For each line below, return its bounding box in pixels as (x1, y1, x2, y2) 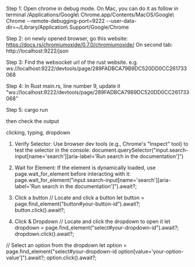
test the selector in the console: (14, 146, 91, 153)
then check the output (6, 118, 60, 125)
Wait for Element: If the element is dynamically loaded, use (14, 164, 156, 171)
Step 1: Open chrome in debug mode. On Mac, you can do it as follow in (6, 5, 179, 12)
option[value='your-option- (118, 248, 184, 255)
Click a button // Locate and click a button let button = (14, 194, 145, 201)
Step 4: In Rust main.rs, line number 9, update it (6, 83, 121, 90)
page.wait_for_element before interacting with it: (14, 170, 131, 177)
